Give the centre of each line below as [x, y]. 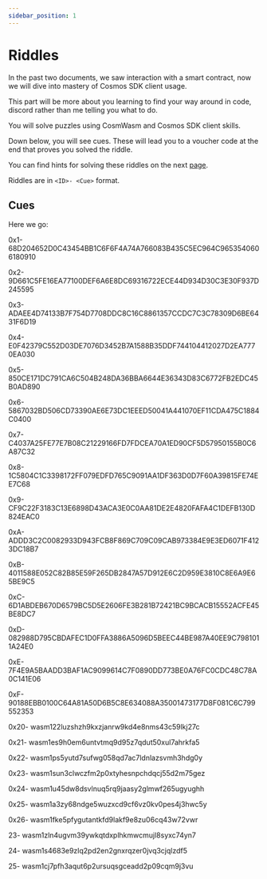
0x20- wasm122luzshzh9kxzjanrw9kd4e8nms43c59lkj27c [104, 727]
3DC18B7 [24, 549]
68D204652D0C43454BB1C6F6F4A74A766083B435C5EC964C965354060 [134, 249]
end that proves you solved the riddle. [71, 149]
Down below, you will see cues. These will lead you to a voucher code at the [133, 141]
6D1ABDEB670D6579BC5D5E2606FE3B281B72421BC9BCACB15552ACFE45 [134, 606]
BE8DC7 [22, 614]
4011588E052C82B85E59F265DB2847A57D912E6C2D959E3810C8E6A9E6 [132, 573]
